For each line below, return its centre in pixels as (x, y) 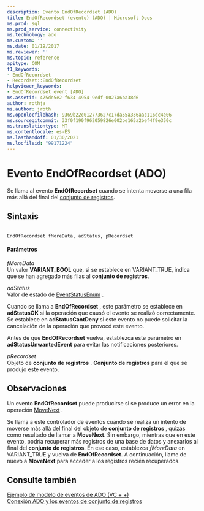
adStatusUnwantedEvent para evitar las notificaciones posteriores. (93, 344)
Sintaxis (23, 216)
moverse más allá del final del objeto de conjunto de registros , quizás (96, 428)
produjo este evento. (33, 369)
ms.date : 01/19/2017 (33, 47)
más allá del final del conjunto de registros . (61, 197)
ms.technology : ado (32, 35)
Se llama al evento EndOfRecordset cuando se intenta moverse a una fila (100, 190)
